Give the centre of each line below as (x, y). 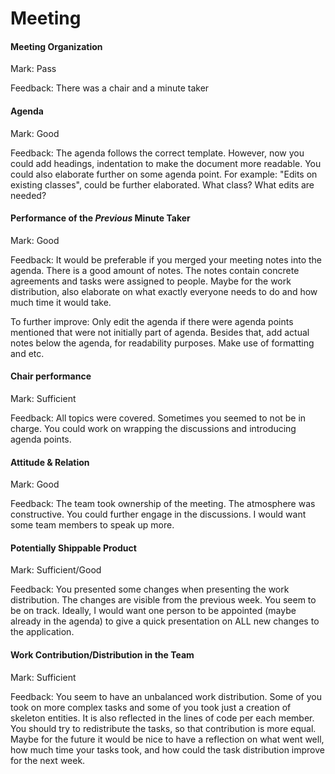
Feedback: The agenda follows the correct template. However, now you (157, 153)
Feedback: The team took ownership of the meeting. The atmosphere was (163, 504)
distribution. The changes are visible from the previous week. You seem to (163, 600)
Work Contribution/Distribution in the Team (102, 655)
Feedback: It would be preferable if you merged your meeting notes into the (166, 259)
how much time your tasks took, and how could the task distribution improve (167, 749)
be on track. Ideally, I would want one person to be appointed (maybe (153, 611)
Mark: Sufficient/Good (56, 570)
